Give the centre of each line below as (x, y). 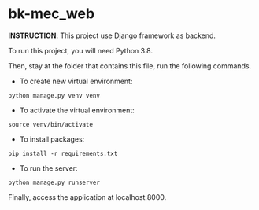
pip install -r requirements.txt (63, 153)
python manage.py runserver (54, 182)
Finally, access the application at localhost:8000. (87, 197)
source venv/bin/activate (50, 124)
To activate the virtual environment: (77, 110)
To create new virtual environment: (76, 81)
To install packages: (52, 139)
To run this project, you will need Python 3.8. (81, 50)
